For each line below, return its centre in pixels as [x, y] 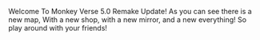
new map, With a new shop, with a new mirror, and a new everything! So [127, 20]
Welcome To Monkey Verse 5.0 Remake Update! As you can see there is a [130, 11]
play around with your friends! [58, 28]
